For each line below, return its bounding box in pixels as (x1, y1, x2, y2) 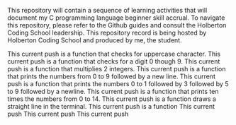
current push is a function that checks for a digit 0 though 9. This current (7, 57, 220, 66)
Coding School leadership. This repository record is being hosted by (7, 28, 207, 37)
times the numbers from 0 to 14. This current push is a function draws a (7, 95, 216, 103)
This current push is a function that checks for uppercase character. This (7, 49, 221, 58)
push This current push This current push (7, 109, 129, 118)
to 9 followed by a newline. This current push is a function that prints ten (7, 88, 219, 95)
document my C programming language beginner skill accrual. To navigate (7, 13, 225, 22)
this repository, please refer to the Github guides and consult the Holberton (7, 21, 227, 29)
